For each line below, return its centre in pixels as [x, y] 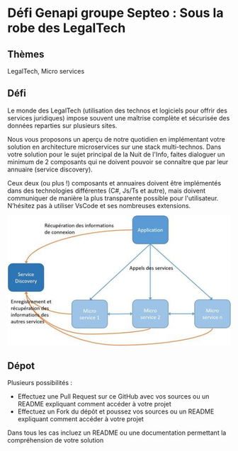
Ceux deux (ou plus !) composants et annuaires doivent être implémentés [114, 183]
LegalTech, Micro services [46, 71]
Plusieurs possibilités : [40, 382]
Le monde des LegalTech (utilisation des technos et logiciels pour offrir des [118, 110]
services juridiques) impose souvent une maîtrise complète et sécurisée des [119, 118]
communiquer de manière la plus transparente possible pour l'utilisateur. [113, 198]
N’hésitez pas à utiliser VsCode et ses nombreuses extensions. [99, 205]
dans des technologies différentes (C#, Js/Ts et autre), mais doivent [107, 190]
